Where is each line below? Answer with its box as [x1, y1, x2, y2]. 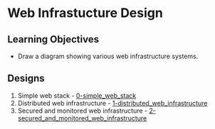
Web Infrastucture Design [7, 5, 164, 21]
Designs [7, 72, 45, 84]
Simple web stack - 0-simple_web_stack [17, 91, 137, 100]
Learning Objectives [7, 33, 100, 45]
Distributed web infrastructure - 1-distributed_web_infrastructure [17, 99, 208, 107]
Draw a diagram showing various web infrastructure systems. [17, 52, 199, 60]
